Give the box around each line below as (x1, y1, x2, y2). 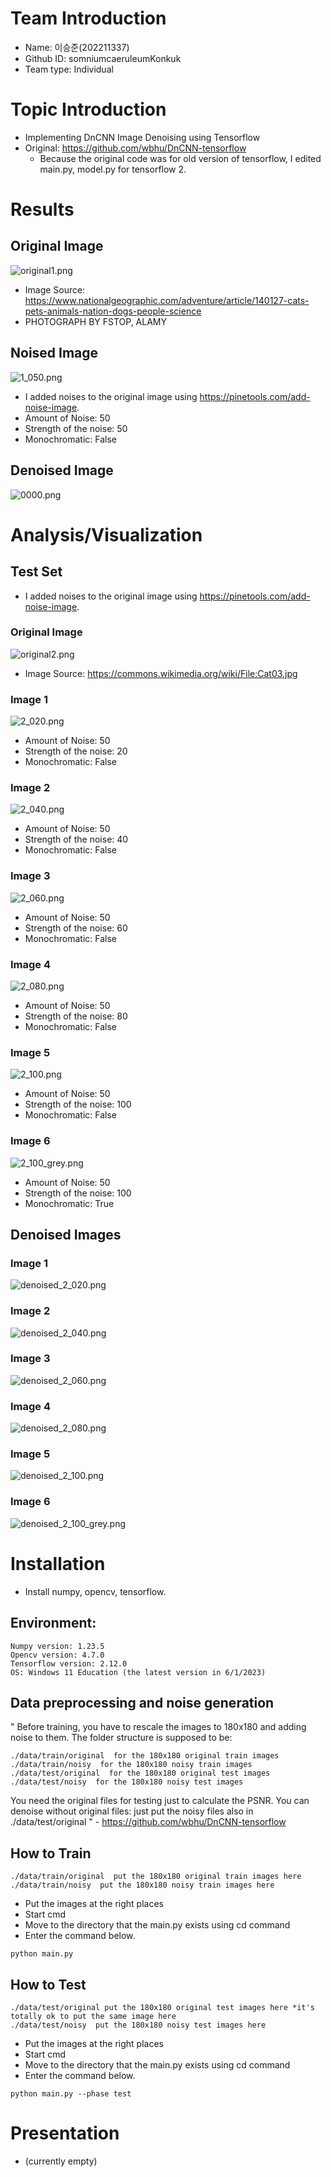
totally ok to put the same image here (10, 2011, 177, 2021)
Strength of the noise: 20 (24, 745, 128, 757)
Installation (10, 1552, 106, 1575)
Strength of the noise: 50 (24, 422, 128, 434)
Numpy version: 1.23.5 (10, 1641, 105, 1651)
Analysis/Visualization (10, 523, 203, 546)
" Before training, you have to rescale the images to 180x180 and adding (10, 1721, 307, 1733)
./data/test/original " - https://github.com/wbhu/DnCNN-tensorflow (10, 1816, 287, 1828)
